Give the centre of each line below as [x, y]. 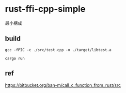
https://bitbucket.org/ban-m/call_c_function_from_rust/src [63, 85]
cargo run [15, 58]
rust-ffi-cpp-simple [45, 9]
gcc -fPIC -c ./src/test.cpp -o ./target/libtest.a [58, 50]
